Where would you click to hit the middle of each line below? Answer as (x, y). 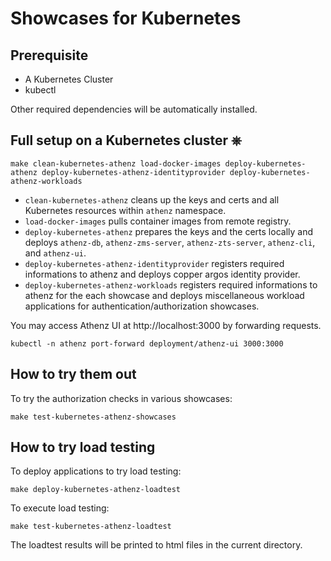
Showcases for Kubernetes (126, 18)
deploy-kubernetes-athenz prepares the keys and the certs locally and (168, 231)
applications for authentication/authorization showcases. (142, 306)
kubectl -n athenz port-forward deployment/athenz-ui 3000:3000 (147, 343)
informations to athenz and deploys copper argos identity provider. (162, 274)
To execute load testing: (60, 508)
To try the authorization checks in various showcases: (121, 398)
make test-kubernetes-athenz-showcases (93, 417)
